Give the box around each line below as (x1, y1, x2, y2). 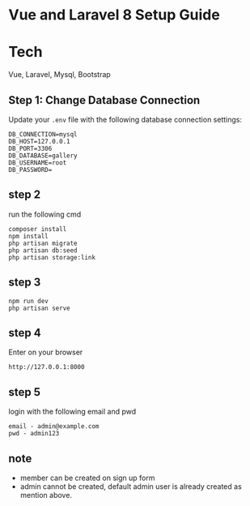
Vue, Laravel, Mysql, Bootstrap (8, 70, 111, 79)
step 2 (8, 188, 41, 202)
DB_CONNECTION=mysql (8, 130, 78, 139)
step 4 (8, 326, 42, 340)
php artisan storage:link (8, 253, 95, 261)
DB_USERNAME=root (8, 158, 67, 167)
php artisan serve (8, 304, 70, 312)
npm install (8, 232, 49, 240)
